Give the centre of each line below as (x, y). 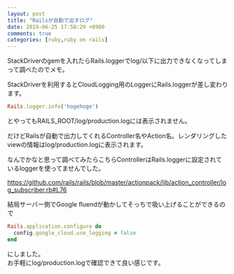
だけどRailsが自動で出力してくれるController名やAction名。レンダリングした (117, 136)
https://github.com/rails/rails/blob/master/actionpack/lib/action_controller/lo (117, 182)
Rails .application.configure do (54, 226)
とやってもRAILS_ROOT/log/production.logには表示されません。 (99, 121)
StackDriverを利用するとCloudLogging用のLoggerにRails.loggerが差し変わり (118, 84)
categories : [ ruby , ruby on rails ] (58, 40)
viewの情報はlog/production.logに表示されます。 (77, 144)
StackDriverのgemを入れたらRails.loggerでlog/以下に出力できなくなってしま (117, 61)
